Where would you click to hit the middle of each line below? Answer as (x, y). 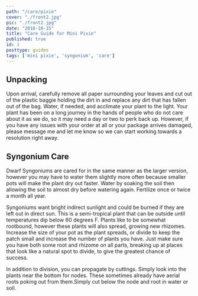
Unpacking (27, 80)
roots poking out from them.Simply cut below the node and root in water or (97, 282)
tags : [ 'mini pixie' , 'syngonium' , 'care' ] (61, 56)
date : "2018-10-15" (30, 28)
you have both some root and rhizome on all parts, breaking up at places (95, 245)
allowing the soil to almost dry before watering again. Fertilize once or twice (98, 189)
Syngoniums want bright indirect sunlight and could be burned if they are (95, 207)
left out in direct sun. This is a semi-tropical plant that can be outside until (95, 214)
